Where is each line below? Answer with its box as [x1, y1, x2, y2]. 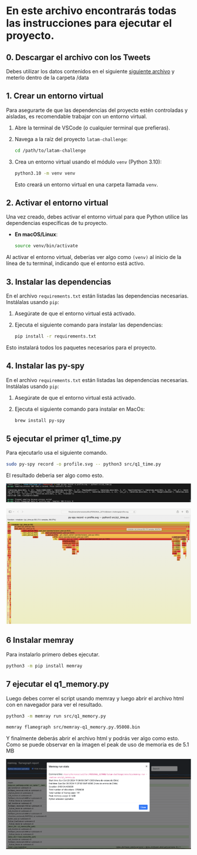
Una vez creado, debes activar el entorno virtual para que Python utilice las [6, 213, 188, 220]
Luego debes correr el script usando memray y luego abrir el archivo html [6, 694, 184, 701]
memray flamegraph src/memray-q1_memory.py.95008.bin [6, 724, 141, 730]
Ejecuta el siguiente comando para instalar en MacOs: [14, 406, 145, 413]
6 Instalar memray [6, 635, 74, 645]
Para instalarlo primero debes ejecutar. [6, 650, 100, 658]
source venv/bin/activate [14, 243, 78, 249]
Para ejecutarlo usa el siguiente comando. [6, 449, 108, 457]
